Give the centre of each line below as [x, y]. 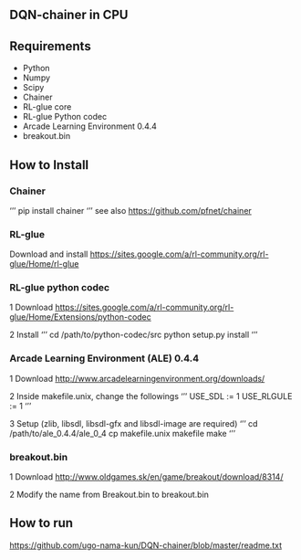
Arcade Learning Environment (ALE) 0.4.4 [104, 358]
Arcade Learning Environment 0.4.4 [90, 126]
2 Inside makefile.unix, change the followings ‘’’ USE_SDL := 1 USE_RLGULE [151, 396]
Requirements [50, 46]
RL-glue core [47, 107]
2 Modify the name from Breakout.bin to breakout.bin [109, 495]
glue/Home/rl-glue [44, 264]
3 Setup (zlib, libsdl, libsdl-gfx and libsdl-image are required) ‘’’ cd [134, 423]
